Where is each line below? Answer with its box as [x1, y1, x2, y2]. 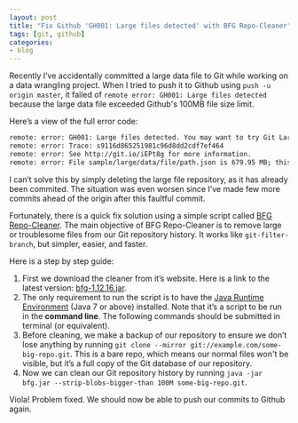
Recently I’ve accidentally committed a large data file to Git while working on [9, 70, 289, 81]
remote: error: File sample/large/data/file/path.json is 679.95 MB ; [9, 157, 272, 167]
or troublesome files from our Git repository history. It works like [9, 228, 244, 240]
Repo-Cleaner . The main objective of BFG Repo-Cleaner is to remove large [9, 219, 282, 230]
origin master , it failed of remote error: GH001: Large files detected [9, 90, 268, 100]
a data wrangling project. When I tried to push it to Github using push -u [9, 80, 271, 91]
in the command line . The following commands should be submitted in [21, 310, 281, 321]
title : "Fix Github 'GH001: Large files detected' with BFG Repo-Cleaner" [9, 21, 292, 30]
